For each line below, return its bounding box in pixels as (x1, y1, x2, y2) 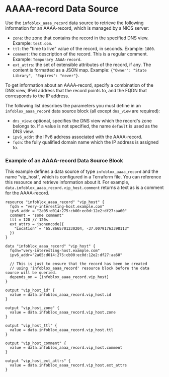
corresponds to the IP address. (5, 93, 69, 99)
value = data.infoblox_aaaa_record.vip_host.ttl (10, 328, 114, 333)
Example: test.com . (12, 40, 53, 46)
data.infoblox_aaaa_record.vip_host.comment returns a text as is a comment (5, 184, 164, 191)
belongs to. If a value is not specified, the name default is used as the (12, 123, 158, 129)
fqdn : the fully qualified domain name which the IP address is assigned (12, 139, 159, 145)
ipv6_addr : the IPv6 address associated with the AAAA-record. (12, 134, 142, 140)
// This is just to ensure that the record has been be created (10, 262, 147, 267)
